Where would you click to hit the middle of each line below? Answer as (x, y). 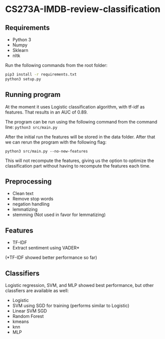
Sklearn (20, 50)
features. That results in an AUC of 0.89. (47, 112)
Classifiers (22, 273)
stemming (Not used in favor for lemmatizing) (59, 215)
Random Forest (28, 316)
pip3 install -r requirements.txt (41, 74)
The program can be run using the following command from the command (81, 121)
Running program (33, 95)
